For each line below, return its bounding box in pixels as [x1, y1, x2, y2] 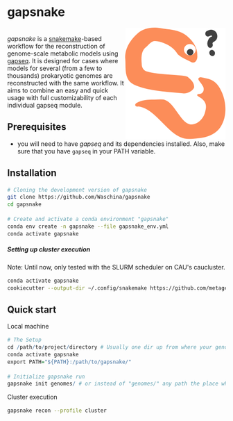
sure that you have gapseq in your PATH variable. [17, 147, 156, 155]
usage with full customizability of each [7, 93, 118, 101]
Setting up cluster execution [7, 245, 91, 254]
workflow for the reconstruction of [7, 42, 105, 50]
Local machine [7, 322, 49, 331]
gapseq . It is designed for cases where [7, 56, 119, 65]
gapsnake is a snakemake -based [7, 34, 102, 42]
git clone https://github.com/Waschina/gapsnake [7, 194, 150, 201]
